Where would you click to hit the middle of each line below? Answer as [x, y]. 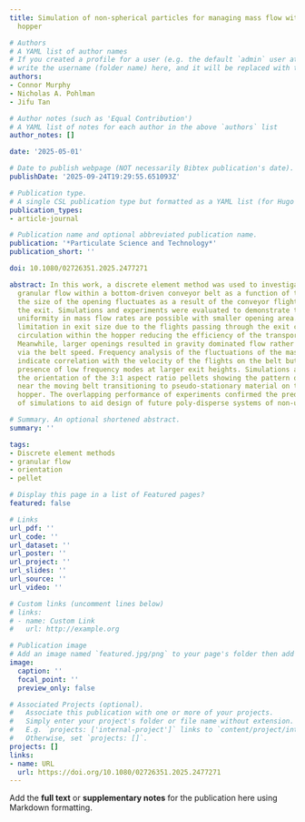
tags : [20, 444]
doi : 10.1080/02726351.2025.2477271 [79, 269]
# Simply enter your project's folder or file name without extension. [152, 721]
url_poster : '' [38, 553]
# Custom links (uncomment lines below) [87, 604]
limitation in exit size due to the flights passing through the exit [154, 327]
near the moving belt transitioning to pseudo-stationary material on [154, 386]
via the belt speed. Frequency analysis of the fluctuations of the [150, 352]
